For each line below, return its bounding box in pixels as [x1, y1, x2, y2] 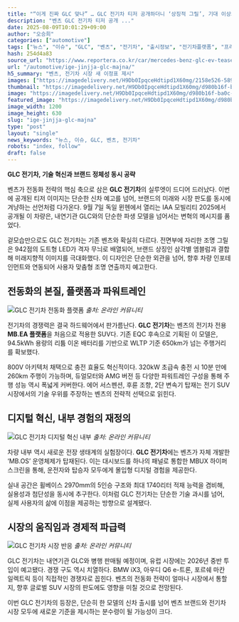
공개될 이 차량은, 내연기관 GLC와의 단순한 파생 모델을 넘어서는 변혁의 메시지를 [7, 212, 223, 220]
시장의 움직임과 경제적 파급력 [7, 522, 127, 534]
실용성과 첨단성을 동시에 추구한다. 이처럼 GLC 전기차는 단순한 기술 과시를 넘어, [7, 489, 225, 498]
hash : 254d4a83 [7, 51, 53, 58]
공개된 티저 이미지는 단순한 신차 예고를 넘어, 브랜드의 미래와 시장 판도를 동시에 [14, 194, 231, 202]
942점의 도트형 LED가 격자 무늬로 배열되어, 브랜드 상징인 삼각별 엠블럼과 [14, 245, 217, 253]
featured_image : [7, 97, 55, 104]
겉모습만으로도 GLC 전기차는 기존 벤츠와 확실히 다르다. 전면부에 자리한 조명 [7, 236, 216, 244]
